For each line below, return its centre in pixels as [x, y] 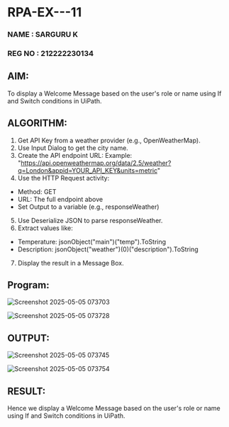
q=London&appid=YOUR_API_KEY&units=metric [88, 170]
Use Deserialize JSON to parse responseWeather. [90, 220]
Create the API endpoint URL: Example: [75, 155]
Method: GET [37, 191]
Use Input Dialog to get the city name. [73, 148]
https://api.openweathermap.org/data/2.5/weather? [96, 163]
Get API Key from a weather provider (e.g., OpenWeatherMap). [109, 140]
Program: [28, 285]
